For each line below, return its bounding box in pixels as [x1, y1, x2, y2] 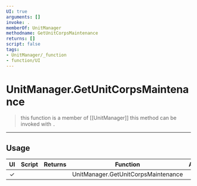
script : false [6, 42, 41, 47]
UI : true [6, 8, 28, 15]
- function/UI [6, 57, 41, 63]
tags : [6, 47, 19, 53]
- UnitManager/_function [6, 52, 67, 58]
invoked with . [20, 120, 56, 128]
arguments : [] [6, 14, 41, 20]
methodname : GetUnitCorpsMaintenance [6, 30, 98, 36]
